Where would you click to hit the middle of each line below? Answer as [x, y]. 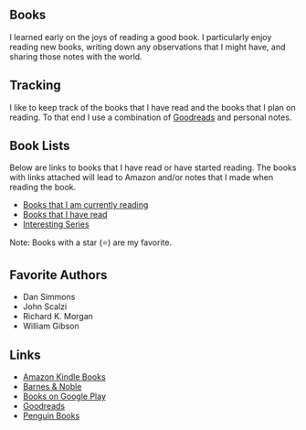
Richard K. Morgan [58, 317]
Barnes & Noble [52, 387]
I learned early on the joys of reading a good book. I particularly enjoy [141, 37]
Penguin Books [51, 416]
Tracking [35, 86]
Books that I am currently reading [85, 205]
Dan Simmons [49, 297]
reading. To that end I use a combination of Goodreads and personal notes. [151, 117]
